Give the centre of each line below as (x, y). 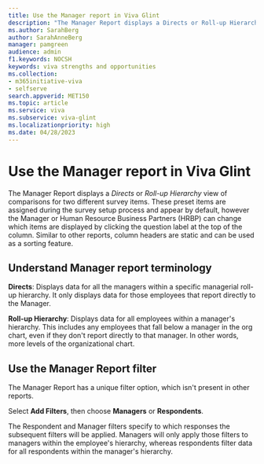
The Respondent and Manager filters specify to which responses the (119, 426)
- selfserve (27, 88)
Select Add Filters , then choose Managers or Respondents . (106, 411)
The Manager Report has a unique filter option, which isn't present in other (129, 388)
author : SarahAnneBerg (45, 37)
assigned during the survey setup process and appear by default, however (129, 210)
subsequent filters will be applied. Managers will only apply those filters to (128, 435)
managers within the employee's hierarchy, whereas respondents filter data (130, 443)
